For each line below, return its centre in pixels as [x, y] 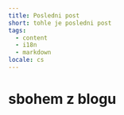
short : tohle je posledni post [60, 23]
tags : [17, 30]
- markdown [33, 52]
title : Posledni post [44, 15]
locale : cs [26, 60]
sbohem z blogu [62, 99]
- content [31, 38]
